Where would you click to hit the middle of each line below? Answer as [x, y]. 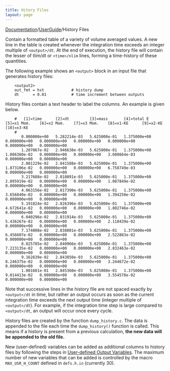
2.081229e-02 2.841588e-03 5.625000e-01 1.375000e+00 [86, 163]
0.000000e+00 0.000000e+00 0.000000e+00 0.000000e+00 [70, 141]
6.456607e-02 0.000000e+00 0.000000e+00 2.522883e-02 [70, 235]
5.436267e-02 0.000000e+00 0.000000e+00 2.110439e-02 [70, 221]
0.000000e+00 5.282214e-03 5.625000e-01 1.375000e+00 [86, 137]
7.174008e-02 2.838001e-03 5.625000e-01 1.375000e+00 [86, 230]
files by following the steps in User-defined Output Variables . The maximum [85, 352]
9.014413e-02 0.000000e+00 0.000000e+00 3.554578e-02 [70, 275]
